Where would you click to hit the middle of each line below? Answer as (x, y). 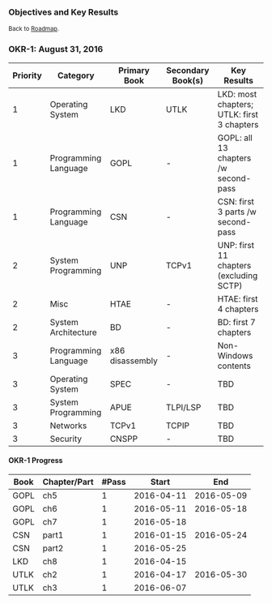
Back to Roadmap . (34, 29)
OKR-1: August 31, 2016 (56, 49)
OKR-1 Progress (36, 460)
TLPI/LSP (183, 407)
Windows (235, 355)
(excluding (238, 276)
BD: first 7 (236, 322)
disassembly (134, 361)
